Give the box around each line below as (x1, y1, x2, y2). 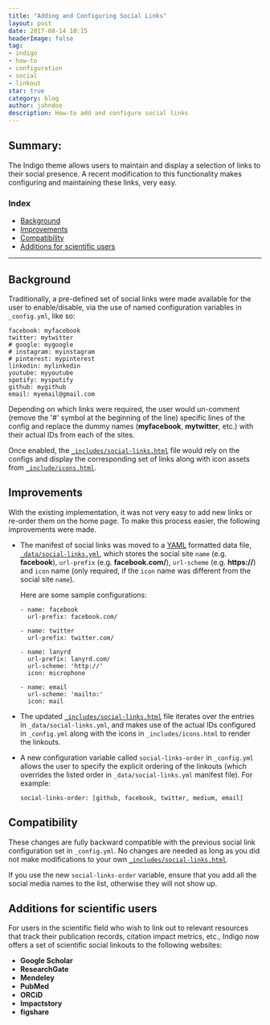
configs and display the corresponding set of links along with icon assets (8, 454, 251, 463)
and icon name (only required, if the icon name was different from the (19, 566, 252, 575)
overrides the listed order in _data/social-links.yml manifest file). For (19, 770, 253, 779)
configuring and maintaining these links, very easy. (8, 177, 177, 187)
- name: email (19, 683, 67, 691)
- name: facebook (19, 605, 79, 613)
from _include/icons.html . (8, 463, 96, 472)
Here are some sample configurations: (19, 590, 147, 600)
